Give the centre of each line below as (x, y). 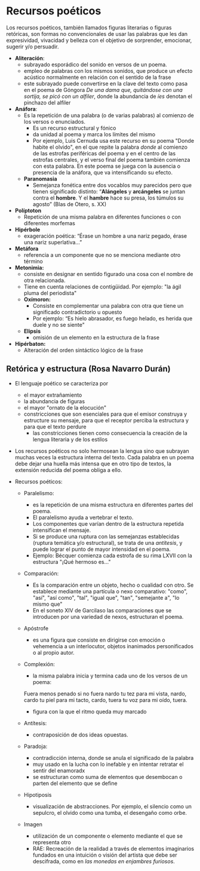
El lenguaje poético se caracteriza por (61, 383)
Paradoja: (36, 746)
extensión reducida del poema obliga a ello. (68, 470)
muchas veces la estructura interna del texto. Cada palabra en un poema (104, 457)
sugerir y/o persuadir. (33, 47)
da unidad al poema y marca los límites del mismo (94, 134)
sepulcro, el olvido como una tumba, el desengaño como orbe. (110, 812)
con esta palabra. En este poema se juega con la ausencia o (107, 166)
